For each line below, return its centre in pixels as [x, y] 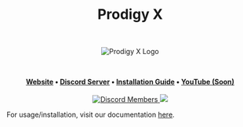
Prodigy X [130, 15]
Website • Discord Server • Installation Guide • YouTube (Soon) [130, 82]
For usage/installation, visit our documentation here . [91, 114]
